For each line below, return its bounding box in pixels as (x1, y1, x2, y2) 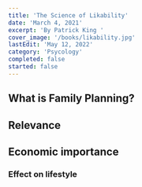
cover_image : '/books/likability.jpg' (8, 33, 136, 42)
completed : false (8, 56, 65, 64)
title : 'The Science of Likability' (8, 11, 129, 20)
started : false (8, 63, 58, 71)
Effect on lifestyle (8, 168, 77, 179)
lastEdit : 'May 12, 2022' (8, 41, 93, 49)
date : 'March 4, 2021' (8, 19, 83, 27)
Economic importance (8, 145, 119, 158)
